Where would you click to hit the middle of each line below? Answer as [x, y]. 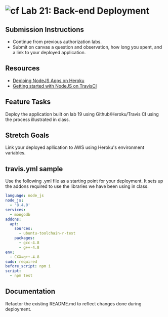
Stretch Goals [27, 135]
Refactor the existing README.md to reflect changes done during [73, 303]
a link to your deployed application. [49, 52]
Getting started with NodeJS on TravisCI [55, 86]
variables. [15, 153]
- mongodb [20, 214]
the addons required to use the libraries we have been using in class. [77, 186]
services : [16, 210]
